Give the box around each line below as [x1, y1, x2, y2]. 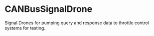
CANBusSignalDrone [4, 3, 93, 15]
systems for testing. [4, 25, 46, 31]
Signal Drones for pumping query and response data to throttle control [4, 20, 149, 26]
